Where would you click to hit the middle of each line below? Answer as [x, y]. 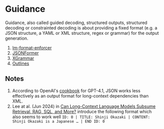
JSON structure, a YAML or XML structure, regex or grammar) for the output [82, 33]
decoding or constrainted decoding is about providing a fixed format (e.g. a [81, 27]
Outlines [21, 63]
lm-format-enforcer [32, 48]
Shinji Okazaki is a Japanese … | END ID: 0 [58, 121]
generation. [17, 38]
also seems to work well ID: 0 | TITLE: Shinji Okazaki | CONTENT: [81, 117]
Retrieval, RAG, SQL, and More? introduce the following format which [82, 111]
